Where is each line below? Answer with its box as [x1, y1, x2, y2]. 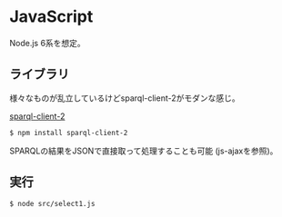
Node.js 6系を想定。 [9, 37, 86, 48]
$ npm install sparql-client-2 [9, 128, 128, 137]
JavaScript [9, 6, 94, 27]
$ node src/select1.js [9, 199, 96, 208]
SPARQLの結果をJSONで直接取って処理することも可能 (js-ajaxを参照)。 [9, 145, 278, 156]
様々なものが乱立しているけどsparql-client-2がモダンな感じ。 [9, 93, 241, 104]
